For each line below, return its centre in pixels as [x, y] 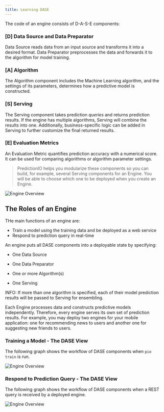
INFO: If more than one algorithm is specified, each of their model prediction [82, 292]
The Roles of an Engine [41, 209]
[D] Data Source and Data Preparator [49, 36]
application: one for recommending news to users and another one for [76, 323]
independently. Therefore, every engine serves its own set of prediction [77, 312]
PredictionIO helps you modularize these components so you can [83, 168]
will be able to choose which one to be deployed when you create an [86, 179]
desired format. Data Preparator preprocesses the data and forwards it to [79, 52]
